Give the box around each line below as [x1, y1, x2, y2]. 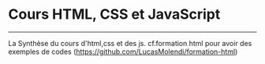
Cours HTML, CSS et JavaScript [8, 5, 221, 23]
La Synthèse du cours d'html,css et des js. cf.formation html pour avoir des [8, 38, 252, 48]
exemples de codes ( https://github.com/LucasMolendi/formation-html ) [8, 47, 238, 56]
